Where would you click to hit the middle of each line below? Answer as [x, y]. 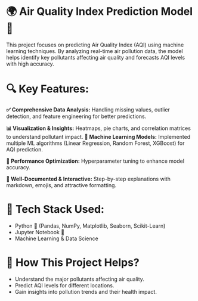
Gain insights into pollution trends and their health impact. [86, 291]
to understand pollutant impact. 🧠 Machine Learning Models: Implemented [98, 136]
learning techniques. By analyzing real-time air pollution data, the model [95, 51]
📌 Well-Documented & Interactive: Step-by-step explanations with [89, 179]
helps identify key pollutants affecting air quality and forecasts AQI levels [96, 57]
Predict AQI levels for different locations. [64, 285]
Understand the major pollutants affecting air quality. [80, 279]
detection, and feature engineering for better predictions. [76, 116]
